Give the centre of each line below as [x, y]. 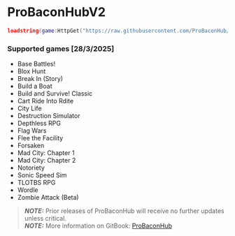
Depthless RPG [39, 124]
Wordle [28, 190]
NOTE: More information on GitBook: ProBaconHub [98, 226]
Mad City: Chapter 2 [47, 161]
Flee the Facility [40, 138]
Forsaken [31, 146]
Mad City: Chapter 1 [46, 153]
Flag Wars [32, 131]
